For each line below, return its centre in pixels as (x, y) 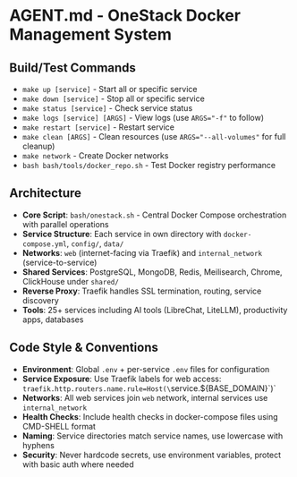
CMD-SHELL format (59, 426)
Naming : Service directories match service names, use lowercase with (153, 436)
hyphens (38, 445)
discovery (41, 300)
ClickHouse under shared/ (70, 281)
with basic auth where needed (78, 464)
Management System (91, 34)
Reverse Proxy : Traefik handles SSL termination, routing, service (142, 291)
